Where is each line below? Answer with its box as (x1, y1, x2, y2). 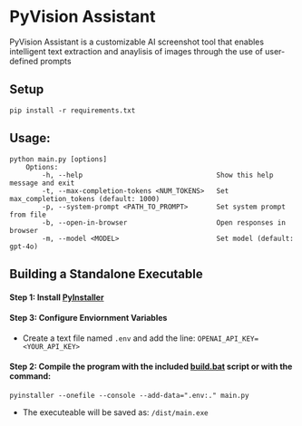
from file (9, 210, 47, 219)
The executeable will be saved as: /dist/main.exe (22, 406, 209, 418)
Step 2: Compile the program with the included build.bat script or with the (9, 361, 293, 373)
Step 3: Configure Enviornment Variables (9, 313, 168, 324)
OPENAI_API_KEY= (197, 334, 259, 344)
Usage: (9, 131, 52, 146)
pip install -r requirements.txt (9, 106, 136, 115)
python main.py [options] (9, 154, 107, 164)
